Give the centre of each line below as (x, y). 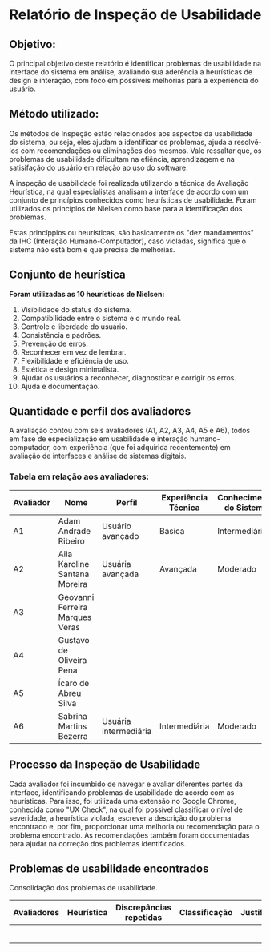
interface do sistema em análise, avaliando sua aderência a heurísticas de (131, 72)
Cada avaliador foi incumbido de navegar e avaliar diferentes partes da (126, 784)
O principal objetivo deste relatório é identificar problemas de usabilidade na (135, 63)
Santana (74, 574)
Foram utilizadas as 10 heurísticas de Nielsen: (87, 294)
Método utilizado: (54, 114)
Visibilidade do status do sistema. (76, 309)
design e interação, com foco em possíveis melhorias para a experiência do (134, 80)
